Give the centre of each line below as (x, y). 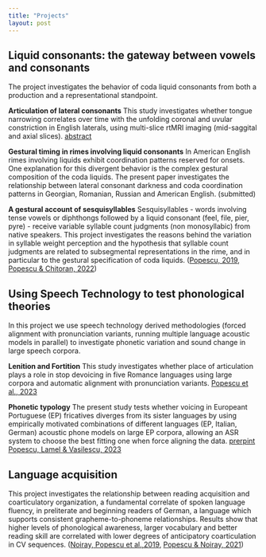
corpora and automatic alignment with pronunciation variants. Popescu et (128, 383)
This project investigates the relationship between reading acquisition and (129, 493)
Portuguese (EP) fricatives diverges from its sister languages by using (122, 416)
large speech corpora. (44, 351)
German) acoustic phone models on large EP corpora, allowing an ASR (124, 433)
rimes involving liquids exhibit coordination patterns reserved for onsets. (127, 160)
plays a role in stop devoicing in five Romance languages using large (120, 375)
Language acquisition (63, 475)
